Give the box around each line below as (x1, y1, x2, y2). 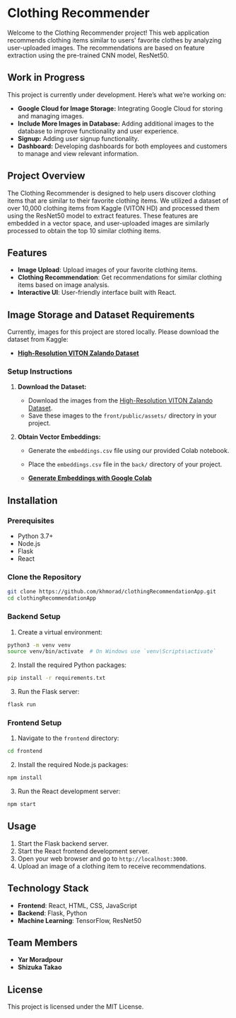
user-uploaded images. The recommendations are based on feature (7, 43, 205, 52)
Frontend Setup (7, 717, 62, 727)
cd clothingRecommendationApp (7, 595, 97, 602)
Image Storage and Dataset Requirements (7, 308, 195, 320)
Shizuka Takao (17, 963, 62, 972)
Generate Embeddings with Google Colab (28, 474, 152, 483)
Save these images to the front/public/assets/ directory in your (28, 411, 217, 420)
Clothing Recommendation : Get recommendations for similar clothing (17, 273, 223, 281)
